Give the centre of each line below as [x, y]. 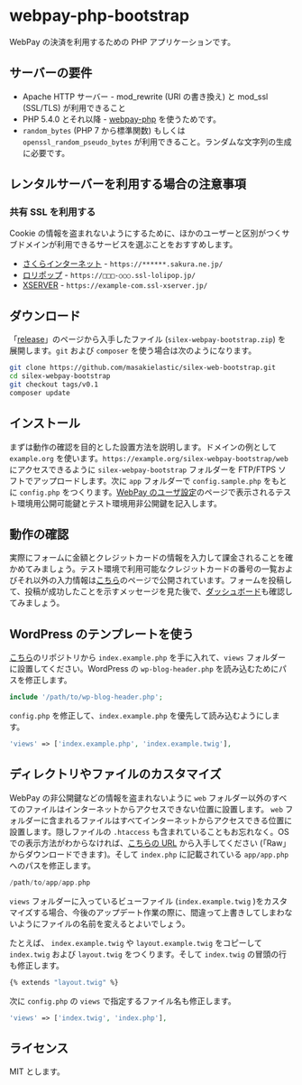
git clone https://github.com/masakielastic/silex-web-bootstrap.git [143, 368]
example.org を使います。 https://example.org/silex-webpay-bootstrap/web [149, 458]
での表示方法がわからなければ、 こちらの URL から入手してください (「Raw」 [150, 843]
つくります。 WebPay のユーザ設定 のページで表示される [173, 492]
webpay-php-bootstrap [100, 16]
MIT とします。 [37, 1071]
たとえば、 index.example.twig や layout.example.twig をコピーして [136, 942]
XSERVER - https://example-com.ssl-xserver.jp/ [115, 285]
